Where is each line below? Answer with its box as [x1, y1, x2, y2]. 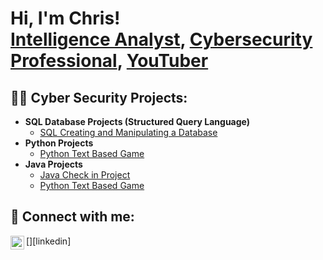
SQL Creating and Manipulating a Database [39, 127, 218, 138]
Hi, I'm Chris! [10, 7, 121, 30]
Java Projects [24, 158, 83, 170]
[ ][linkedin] [26, 235, 72, 247]
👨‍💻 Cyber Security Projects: [10, 89, 188, 106]
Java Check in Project [39, 169, 131, 181]
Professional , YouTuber [10, 50, 209, 72]
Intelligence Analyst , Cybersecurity [10, 28, 313, 51]
